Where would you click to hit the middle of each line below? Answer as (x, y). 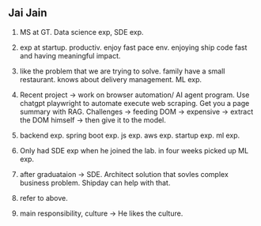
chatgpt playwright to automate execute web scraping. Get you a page (134, 103)
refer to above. (44, 198)
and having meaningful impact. (70, 55)
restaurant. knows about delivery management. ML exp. (111, 79)
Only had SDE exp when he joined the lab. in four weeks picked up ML (134, 150)
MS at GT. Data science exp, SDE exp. (81, 32)
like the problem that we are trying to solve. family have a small (122, 71)
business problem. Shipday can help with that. (95, 183)
